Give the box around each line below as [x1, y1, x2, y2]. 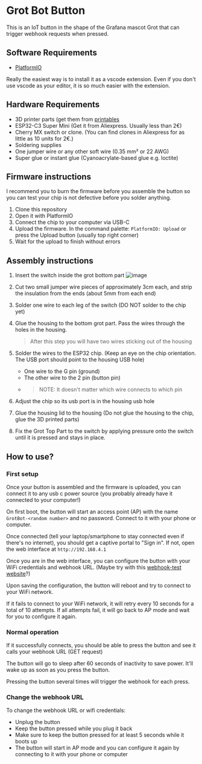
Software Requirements [6, 48, 98, 58]
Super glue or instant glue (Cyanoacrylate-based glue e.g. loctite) [14, 154, 179, 161]
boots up [14, 738, 37, 745]
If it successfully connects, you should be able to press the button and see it [6, 642, 196, 649]
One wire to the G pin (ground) [24, 367, 101, 375]
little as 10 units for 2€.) [14, 134, 74, 142]
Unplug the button [14, 719, 60, 726]
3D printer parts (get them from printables [14, 116, 119, 123]
